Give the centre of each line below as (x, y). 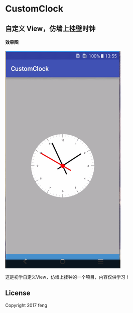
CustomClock (34, 9)
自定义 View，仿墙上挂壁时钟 (50, 28)
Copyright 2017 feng (26, 305)
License (18, 293)
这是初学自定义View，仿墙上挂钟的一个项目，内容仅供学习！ (68, 277)
